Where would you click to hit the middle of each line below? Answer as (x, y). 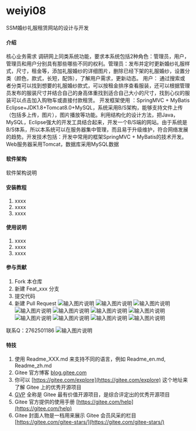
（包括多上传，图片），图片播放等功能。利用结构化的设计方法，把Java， (92, 115)
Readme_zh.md (33, 366)
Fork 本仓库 (28, 281)
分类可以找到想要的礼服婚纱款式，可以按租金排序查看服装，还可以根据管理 (100, 85)
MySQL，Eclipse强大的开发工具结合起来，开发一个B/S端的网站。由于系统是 (97, 122)
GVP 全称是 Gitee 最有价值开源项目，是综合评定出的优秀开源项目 (92, 395)
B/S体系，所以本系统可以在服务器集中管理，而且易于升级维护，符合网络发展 (97, 129)
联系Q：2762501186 (30, 330)
